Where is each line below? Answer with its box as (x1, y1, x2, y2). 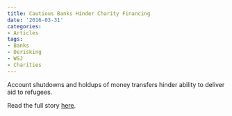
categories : (7, 23, 42, 30)
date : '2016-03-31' (7, 17, 64, 23)
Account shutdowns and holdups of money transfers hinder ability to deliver (7, 80, 225, 88)
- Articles (7, 29, 39, 37)
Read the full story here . (7, 101, 76, 109)
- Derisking (7, 49, 42, 56)
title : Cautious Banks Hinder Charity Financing (7, 10, 151, 17)
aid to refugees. (7, 88, 53, 96)
